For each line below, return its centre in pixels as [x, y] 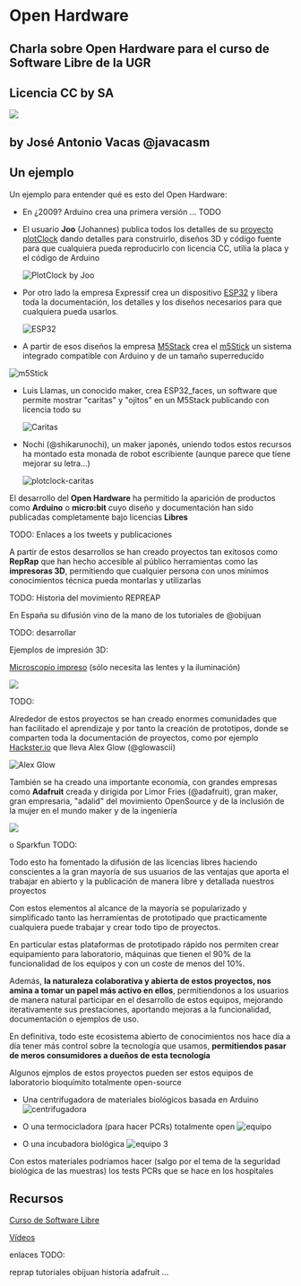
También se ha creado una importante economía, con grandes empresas [143, 781]
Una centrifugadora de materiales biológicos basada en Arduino [140, 1100]
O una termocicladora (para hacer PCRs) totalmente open [129, 1126]
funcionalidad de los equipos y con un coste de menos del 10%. [127, 963]
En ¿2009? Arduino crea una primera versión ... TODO [122, 211]
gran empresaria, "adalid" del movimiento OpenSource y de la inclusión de [147, 801]
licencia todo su [52, 410]
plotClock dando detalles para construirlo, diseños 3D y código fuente [152, 238]
